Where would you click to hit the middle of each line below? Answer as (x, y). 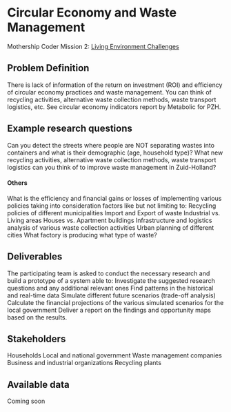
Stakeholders (37, 339)
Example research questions (70, 129)
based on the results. (37, 317)
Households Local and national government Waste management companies (114, 355)
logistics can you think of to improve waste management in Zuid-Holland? (112, 167)
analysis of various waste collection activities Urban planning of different (111, 227)
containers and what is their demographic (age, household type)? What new (115, 153)
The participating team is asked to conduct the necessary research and (109, 273)
